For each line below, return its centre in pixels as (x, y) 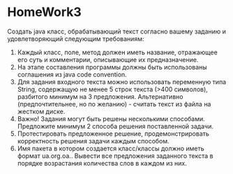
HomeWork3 (44, 12)
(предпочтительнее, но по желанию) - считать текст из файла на (114, 104)
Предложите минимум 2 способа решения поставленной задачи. (115, 126)
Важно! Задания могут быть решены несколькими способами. (111, 118)
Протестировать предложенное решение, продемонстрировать (113, 134)
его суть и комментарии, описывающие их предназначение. (108, 59)
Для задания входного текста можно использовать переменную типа (122, 81)
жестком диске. (41, 111)
